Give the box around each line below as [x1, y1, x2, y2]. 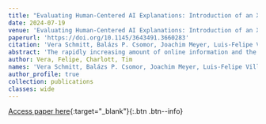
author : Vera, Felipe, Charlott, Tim [8, 56, 133, 64]
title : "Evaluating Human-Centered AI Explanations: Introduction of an [8, 11, 253, 20]
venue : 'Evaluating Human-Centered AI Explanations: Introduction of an [8, 26, 253, 34]
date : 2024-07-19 [8, 19, 66, 27]
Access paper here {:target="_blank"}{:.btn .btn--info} [8, 107, 184, 116]
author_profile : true [8, 70, 80, 78]
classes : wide [8, 85, 55, 93]
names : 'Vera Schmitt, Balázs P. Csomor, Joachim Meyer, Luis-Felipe [8, 63, 243, 71]
